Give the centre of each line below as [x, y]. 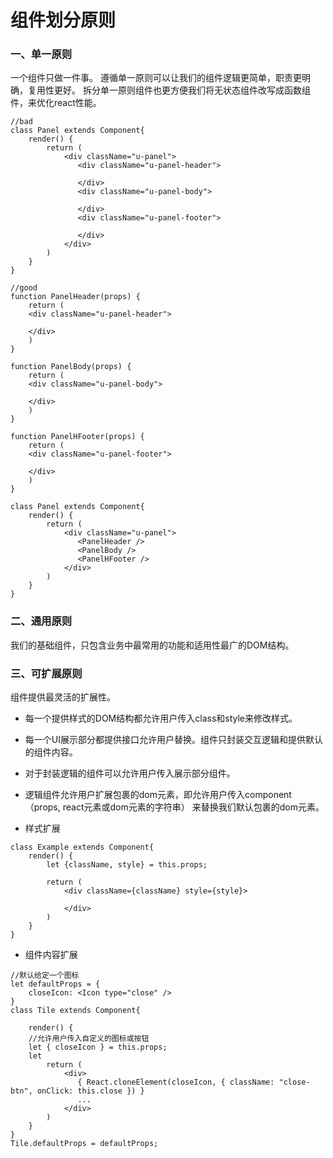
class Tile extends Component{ [75, 1011]
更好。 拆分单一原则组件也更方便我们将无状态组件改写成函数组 [182, 90]
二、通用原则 [41, 621]
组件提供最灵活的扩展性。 [63, 697]
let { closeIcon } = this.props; [98, 1047]
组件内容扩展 [51, 955]
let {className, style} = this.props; [127, 865]
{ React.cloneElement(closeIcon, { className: [176, 1082]
